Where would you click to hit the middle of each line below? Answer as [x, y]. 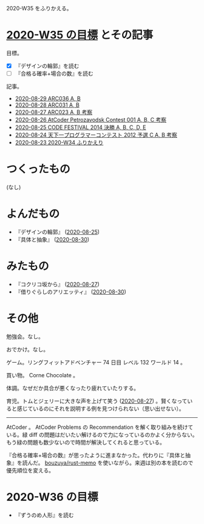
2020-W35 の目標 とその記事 [80, 35]
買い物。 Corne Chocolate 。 [42, 375]
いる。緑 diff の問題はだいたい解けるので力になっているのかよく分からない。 [102, 434]
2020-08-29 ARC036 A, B [48, 99]
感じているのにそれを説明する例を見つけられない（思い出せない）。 [100, 408]
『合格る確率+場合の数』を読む [54, 73]
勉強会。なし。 [25, 336]
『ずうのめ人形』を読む [44, 515]
